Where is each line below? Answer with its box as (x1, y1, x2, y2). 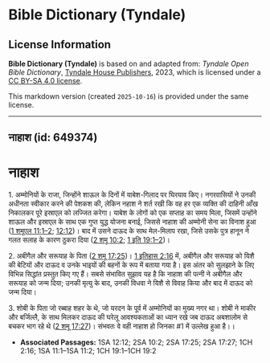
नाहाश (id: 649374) (8, 131, 98, 145)
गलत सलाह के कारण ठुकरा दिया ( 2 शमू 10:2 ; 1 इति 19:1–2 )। (8, 235, 170, 245)
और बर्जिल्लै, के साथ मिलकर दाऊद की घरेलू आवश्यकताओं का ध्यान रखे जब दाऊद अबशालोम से (8, 312, 247, 322)
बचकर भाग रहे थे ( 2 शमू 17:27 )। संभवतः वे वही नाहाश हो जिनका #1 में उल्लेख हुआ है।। (8, 321, 235, 331)
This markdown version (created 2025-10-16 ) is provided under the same (8, 92, 249, 101)
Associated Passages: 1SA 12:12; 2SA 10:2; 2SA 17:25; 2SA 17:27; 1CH (19, 337, 253, 347)
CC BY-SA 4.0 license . (8, 76, 83, 85)
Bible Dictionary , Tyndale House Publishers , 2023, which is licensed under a (8, 67, 261, 77)
